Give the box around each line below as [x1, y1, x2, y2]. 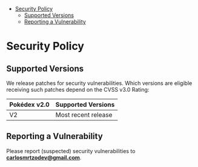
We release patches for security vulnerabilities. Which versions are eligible [6, 80, 193, 87]
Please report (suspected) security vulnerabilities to [6, 147, 136, 154]
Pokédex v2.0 [9, 100, 50, 109]
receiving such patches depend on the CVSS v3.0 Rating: [6, 86, 150, 93]
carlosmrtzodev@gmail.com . [6, 154, 82, 161]
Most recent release [55, 111, 113, 119]
